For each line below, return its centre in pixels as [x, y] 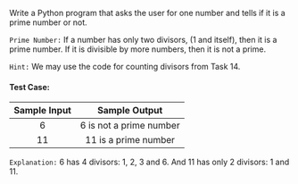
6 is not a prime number [130, 126]
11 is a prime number [130, 140]
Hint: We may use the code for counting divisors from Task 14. [125, 67]
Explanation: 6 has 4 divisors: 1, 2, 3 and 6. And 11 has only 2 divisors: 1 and [149, 162]
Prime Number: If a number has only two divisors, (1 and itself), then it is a [143, 40]
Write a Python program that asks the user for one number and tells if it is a [147, 13]
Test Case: [30, 87]
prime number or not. [48, 22]
